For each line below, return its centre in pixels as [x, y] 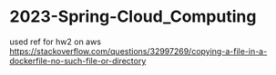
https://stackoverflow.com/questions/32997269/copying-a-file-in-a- [138, 51]
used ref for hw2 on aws [56, 42]
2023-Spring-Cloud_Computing [133, 17]
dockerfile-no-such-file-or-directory [78, 61]
